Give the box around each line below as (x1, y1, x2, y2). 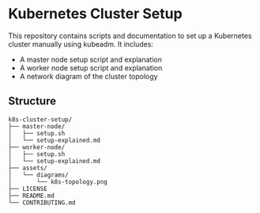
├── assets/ (8, 164, 47, 172)
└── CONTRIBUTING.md (8, 199, 77, 207)
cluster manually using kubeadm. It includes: (8, 39, 154, 48)
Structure (8, 94, 57, 108)
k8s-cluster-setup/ (8, 116, 73, 124)
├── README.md (8, 192, 55, 200)
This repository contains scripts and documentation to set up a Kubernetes (8, 31, 252, 40)
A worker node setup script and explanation (19, 63, 163, 72)
